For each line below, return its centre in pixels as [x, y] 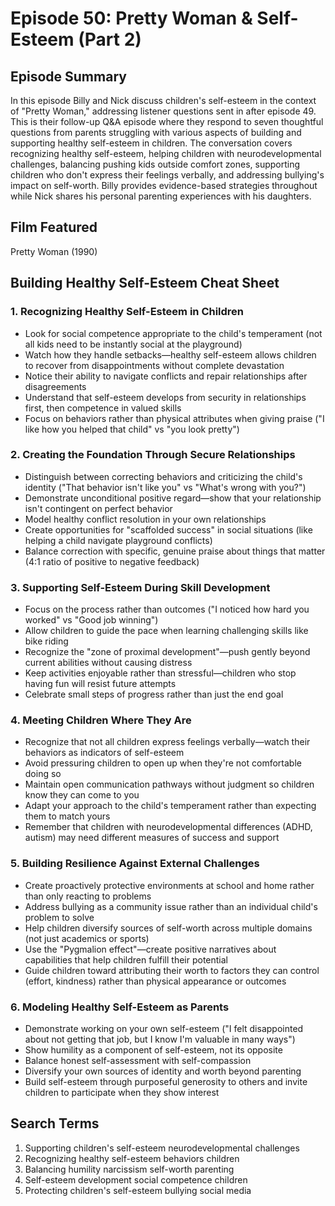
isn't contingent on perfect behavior [98, 508]
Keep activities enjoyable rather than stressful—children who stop [160, 673]
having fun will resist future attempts [100, 684]
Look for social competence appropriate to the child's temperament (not [173, 333]
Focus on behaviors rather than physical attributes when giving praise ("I [174, 418]
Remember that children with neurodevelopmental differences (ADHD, [168, 827]
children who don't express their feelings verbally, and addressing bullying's [167, 175]
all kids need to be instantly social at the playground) [133, 344]
